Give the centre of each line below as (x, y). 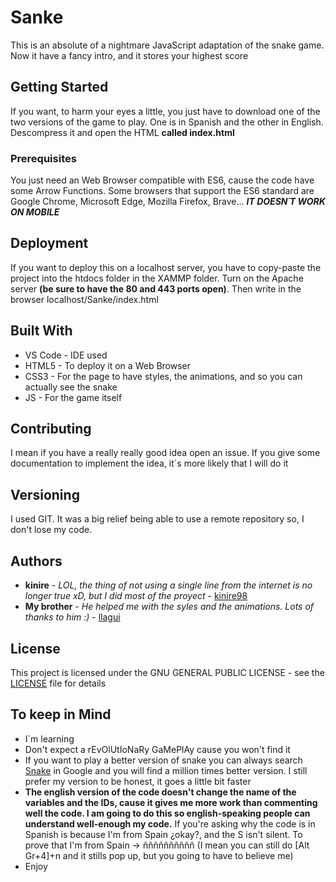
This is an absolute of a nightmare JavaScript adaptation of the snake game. (167, 45)
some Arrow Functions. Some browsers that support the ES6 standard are (162, 191)
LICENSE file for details (58, 683)
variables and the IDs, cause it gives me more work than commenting (171, 802)
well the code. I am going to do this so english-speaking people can (167, 813)
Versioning (45, 494)
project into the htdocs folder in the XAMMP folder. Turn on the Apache (157, 278)
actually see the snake (71, 387)
